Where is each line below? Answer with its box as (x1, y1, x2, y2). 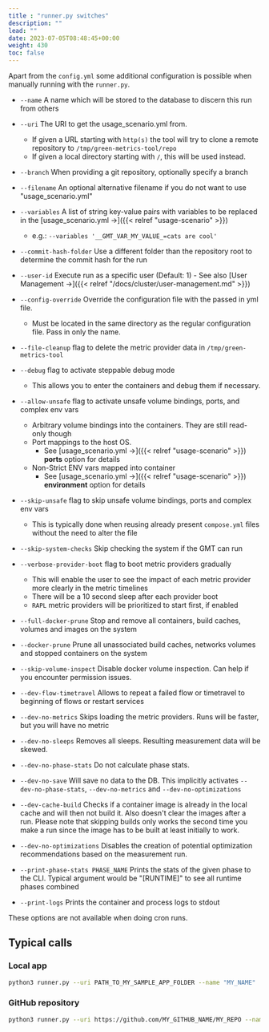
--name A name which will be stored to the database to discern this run (19, 95, 252, 104)
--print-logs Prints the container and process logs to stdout (19, 897, 220, 907)
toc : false (8, 49, 45, 57)
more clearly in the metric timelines (31, 583, 148, 593)
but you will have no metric (19, 721, 110, 730)
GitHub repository (8, 998, 80, 1009)
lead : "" (8, 26, 38, 34)
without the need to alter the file (31, 528, 138, 537)
